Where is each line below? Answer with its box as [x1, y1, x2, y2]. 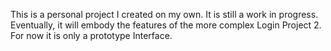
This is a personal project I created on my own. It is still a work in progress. [10, 9, 319, 20]
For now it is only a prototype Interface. [10, 30, 173, 41]
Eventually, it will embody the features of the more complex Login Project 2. [10, 19, 322, 31]
